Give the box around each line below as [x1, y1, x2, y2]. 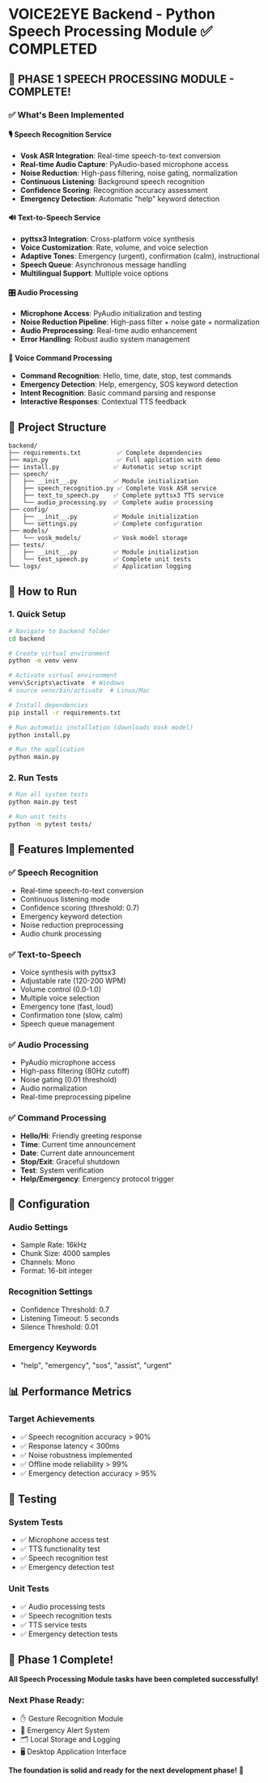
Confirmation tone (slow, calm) [19, 1010, 123, 1020]
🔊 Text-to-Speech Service [8, 212, 101, 223]
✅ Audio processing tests [19, 1601, 105, 1611]
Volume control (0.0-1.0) [19, 984, 102, 994]
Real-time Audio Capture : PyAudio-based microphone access [19, 159, 229, 169]
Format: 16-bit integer [19, 1266, 93, 1275]
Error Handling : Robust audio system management [19, 334, 190, 345]
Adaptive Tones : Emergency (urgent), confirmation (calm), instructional [19, 251, 260, 260]
